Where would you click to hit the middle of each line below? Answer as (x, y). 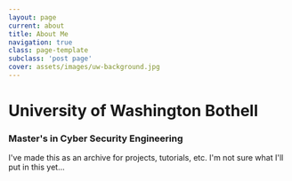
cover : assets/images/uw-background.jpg (85, 67)
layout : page (32, 17)
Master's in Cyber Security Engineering (96, 138)
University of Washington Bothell (134, 111)
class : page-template (49, 51)
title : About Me (38, 34)
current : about (36, 26)
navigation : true (41, 42)
